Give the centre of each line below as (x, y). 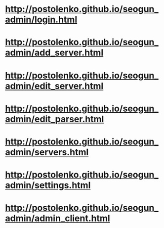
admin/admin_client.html (58, 218)
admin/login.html (41, 20)
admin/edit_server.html (54, 86)
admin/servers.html (47, 152)
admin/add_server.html (54, 53)
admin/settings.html (48, 185)
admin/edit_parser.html (55, 119)
